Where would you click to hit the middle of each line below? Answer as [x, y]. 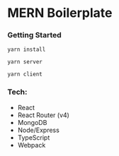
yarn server [25, 62]
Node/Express [39, 130]
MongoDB [32, 122]
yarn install [27, 50]
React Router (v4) [43, 115]
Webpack [32, 145]
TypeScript [34, 137]
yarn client [25, 74]
